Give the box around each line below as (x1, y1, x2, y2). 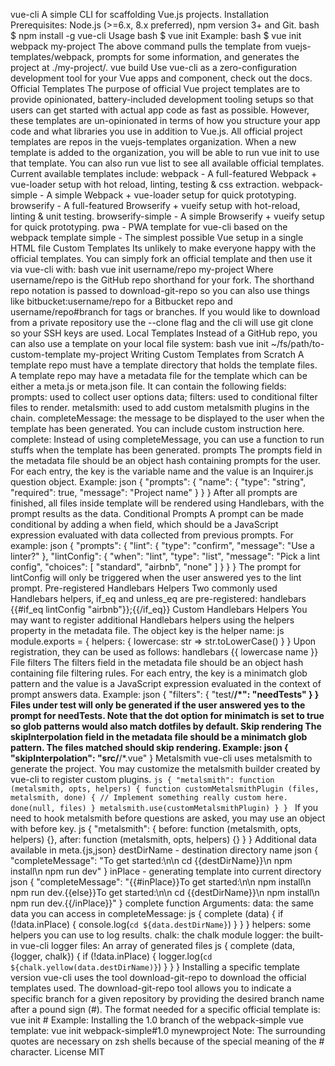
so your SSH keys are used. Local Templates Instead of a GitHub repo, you (10, 327, 318, 339)
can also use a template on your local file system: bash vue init (10, 338, 269, 349)
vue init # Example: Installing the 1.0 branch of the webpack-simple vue (10, 1014, 304, 1026)
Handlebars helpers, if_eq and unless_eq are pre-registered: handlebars (10, 593, 307, 604)
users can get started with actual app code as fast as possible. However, (10, 104, 310, 116)
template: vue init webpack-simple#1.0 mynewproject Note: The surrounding (10, 1025, 326, 1036)
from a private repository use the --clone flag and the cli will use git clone (10, 317, 314, 328)
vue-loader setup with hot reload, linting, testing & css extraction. (10, 179, 280, 190)
